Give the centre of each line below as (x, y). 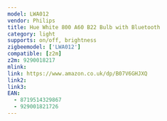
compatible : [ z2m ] (34, 54)
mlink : (17, 67)
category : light (31, 34)
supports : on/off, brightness (52, 41)
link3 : (17, 87)
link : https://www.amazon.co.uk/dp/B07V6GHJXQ (77, 73)
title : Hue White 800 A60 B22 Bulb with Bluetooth (84, 27)
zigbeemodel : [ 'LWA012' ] (44, 47)
